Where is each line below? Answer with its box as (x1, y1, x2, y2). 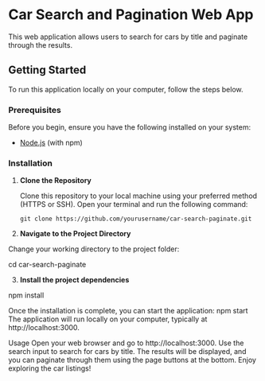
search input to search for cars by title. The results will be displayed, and (8, 347, 247, 356)
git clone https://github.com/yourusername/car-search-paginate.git (19, 215, 252, 224)
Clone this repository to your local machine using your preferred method (19, 191, 257, 200)
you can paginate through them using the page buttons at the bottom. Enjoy (8, 356, 257, 365)
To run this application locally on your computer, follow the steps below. (8, 84, 244, 94)
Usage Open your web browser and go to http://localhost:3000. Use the (8, 338, 244, 348)
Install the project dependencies (19, 275, 130, 285)
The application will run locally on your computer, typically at (8, 314, 208, 324)
